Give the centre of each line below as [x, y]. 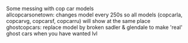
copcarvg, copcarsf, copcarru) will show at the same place [78, 21]
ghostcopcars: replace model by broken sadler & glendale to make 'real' [94, 27]
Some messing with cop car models [50, 9]
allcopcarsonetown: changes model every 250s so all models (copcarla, [94, 15]
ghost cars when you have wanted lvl [52, 34]
